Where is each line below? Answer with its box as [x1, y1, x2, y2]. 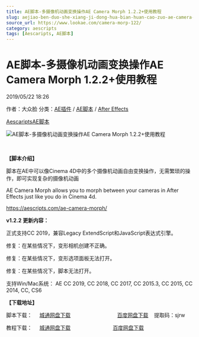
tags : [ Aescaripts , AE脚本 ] [6, 31, 74, 37]
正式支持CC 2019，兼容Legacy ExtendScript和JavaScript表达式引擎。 [6, 229, 176, 237]
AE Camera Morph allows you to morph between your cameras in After [6, 187, 179, 194]
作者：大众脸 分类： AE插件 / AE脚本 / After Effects [6, 105, 129, 113]
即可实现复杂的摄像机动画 [16, 175, 79, 182]
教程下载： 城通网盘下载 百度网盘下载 [6, 325, 144, 332]
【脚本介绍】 [6, 155, 37, 162]
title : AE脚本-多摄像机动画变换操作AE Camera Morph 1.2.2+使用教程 [6, 8, 162, 15]
